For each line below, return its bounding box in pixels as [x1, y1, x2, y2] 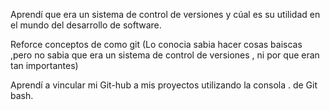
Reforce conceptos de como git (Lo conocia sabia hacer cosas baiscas [10, 39, 303, 50]
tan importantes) [10, 60, 79, 71]
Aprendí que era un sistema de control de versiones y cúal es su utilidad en [10, 9, 321, 20]
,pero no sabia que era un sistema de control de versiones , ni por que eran [10, 49, 320, 61]
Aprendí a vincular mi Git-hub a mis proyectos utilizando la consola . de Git [10, 79, 318, 91]
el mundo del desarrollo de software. [10, 19, 162, 31]
